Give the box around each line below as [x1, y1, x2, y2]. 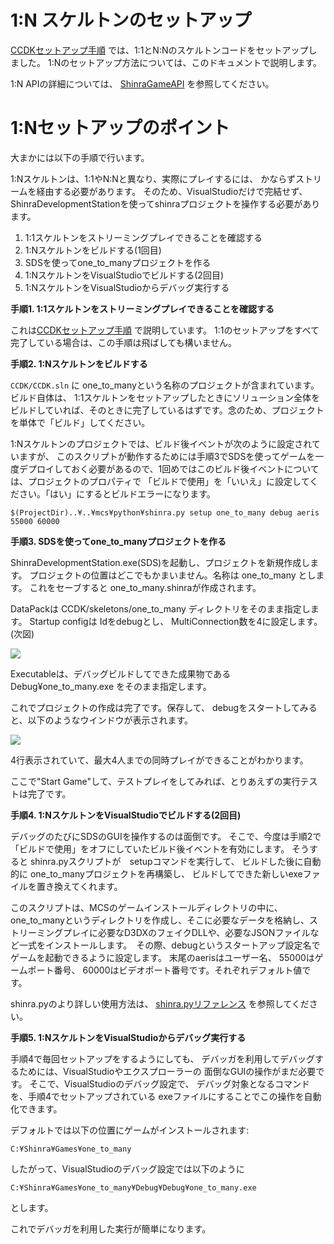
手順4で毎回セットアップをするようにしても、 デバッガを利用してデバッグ [10, 1052, 316, 1065]
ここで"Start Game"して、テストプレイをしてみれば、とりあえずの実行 [10, 775, 301, 787]
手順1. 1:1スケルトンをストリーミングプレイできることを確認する [10, 302, 275, 315]
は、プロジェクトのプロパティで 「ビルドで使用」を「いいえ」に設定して [10, 475, 310, 487]
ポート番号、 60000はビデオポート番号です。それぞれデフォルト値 [27, 964, 303, 976]
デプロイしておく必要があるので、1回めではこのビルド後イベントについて [18, 462, 320, 475]
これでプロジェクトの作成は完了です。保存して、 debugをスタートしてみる [10, 701, 318, 713]
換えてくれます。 [53, 880, 123, 892]
